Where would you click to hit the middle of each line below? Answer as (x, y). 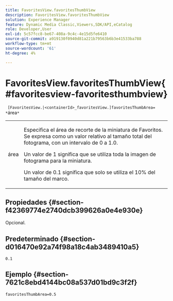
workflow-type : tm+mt (29, 44)
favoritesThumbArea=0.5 (31, 294)
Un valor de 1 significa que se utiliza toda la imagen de (90, 154)
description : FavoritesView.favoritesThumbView (57, 15)
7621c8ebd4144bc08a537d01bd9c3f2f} (71, 283)
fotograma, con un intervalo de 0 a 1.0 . (71, 143)
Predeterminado (32, 239)
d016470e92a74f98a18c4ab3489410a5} (72, 247)
